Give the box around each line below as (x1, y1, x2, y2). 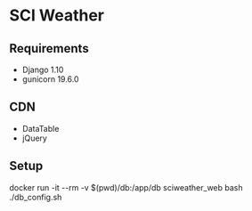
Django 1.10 (21, 64, 64, 75)
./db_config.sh (9, 191, 62, 202)
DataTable (21, 123, 60, 134)
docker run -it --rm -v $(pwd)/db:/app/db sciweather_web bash (9, 182, 243, 192)
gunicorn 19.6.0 (21, 74, 79, 85)
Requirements (9, 41, 89, 56)
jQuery (21, 133, 47, 143)
